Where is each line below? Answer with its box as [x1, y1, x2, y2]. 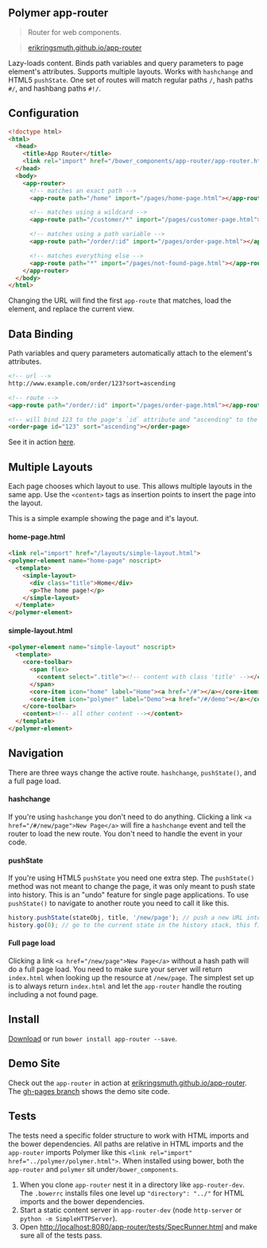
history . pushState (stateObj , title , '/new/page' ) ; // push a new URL [8, 914, 244, 922]
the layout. [8, 498, 43, 508]
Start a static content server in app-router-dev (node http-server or [19, 1205, 242, 1215]
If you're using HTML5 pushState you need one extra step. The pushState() [8, 873, 255, 883]
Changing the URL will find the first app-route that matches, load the [8, 296, 232, 305]
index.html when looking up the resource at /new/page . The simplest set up [8, 973, 254, 983]
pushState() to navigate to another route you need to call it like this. [8, 898, 230, 908]
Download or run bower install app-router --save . [8, 1034, 177, 1043]
